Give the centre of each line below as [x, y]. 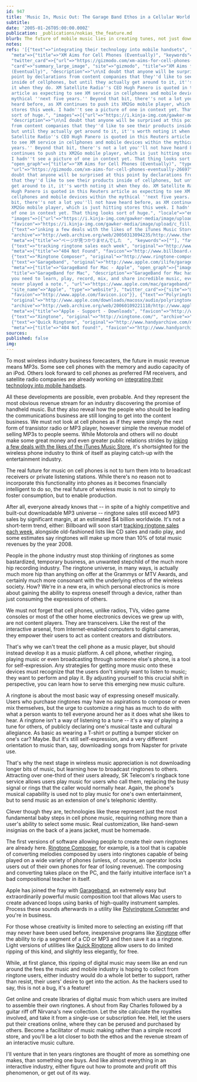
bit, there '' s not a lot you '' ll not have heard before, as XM [90, 202]
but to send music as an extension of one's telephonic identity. [82, 800]
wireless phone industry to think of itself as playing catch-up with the [90, 453]
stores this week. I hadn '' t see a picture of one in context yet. [96, 110]
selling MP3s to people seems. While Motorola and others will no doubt [92, 434]
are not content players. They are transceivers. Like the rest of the [86, 623]
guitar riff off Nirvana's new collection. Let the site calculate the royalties [94, 1011]
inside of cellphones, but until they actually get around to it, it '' [101, 83]
